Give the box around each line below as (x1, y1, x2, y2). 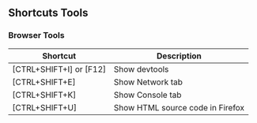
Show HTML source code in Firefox (113, 102, 245, 113)
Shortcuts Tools (8, 6, 89, 20)
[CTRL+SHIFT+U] (12, 102, 77, 113)
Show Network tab (113, 76, 183, 88)
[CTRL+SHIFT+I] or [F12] (12, 63, 107, 74)
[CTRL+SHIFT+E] (12, 76, 76, 88)
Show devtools (113, 63, 169, 74)
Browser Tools (8, 30, 65, 41)
